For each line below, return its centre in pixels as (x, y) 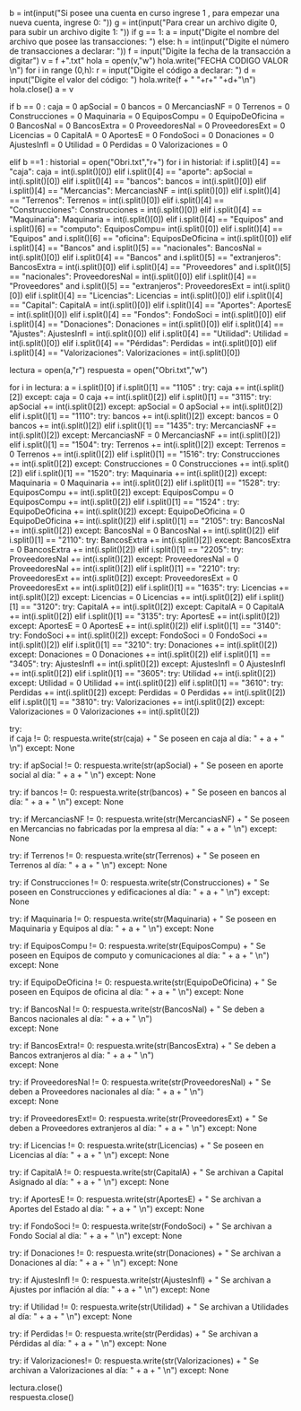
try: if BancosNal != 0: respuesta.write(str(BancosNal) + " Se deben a (137, 1009)
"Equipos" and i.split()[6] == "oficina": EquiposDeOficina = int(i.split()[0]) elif (150, 238)
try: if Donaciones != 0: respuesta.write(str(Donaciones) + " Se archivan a (145, 1253)
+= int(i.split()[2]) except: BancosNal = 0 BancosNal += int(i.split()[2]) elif (144, 530)
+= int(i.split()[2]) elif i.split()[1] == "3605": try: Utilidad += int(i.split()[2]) (143, 673)
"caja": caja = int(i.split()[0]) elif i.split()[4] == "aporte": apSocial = (131, 171)
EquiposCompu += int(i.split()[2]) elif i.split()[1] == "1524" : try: (125, 502)
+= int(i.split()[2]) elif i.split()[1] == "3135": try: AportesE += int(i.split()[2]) (145, 616)
